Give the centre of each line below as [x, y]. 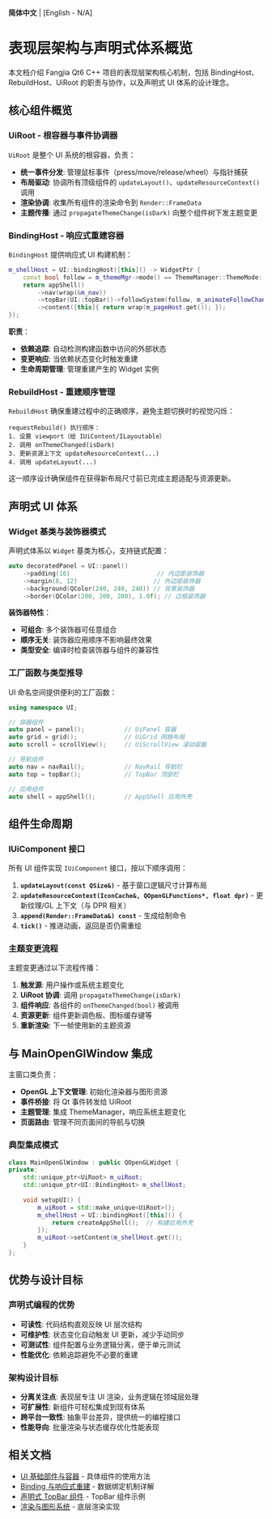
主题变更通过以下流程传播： [55, 968]
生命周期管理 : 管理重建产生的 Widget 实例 [89, 369]
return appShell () [54, 285]
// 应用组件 [26, 789]
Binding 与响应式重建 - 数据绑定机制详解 [87, 1486]
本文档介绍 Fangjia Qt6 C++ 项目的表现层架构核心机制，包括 [108, 72]
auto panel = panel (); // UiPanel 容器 [92, 730]
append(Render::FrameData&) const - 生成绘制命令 [103, 916]
